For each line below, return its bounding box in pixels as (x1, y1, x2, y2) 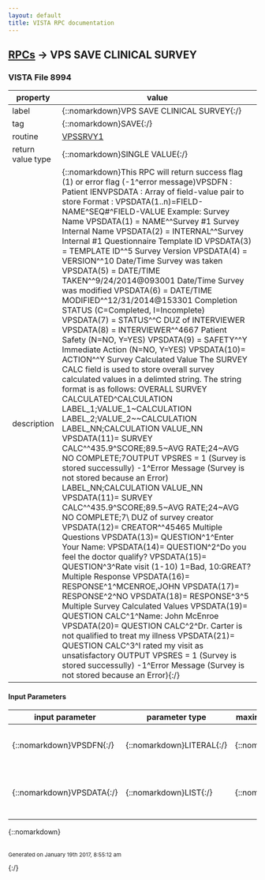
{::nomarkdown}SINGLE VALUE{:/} (62, 149, 188, 160)
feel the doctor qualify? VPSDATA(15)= (62, 552, 207, 563)
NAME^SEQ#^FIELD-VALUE (62, 206, 166, 217)
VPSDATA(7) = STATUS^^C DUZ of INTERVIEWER (62, 315, 245, 326)
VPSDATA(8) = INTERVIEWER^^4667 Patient (62, 324, 227, 335)
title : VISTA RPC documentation (8, 19, 114, 27)
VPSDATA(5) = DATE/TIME (62, 265, 161, 276)
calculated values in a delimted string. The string (62, 374, 242, 385)
